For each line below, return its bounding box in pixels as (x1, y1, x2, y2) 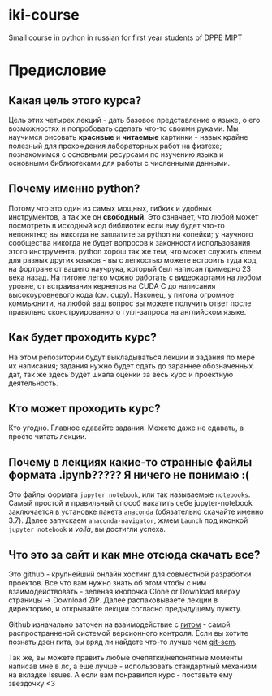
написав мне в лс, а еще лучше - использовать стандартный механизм (8, 661, 257, 671)
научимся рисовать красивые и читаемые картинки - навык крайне (8, 132, 248, 141)
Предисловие (8, 61, 106, 80)
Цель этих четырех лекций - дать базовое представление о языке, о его (8, 115, 261, 124)
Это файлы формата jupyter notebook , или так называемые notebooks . (8, 489, 251, 499)
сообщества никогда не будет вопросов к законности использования (8, 237, 251, 247)
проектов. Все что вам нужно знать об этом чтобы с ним (8, 578, 207, 587)
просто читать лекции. (8, 432, 87, 442)
